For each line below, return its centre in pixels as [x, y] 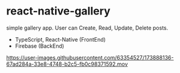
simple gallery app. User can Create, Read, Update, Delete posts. [87, 28]
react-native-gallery [58, 11]
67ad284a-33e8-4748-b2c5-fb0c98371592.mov [67, 64]
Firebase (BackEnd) [40, 46]
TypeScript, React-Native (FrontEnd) [60, 39]
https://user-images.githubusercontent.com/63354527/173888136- [90, 57]
